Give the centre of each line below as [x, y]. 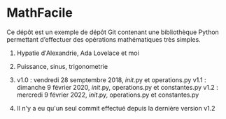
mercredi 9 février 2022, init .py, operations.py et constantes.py [108, 95]
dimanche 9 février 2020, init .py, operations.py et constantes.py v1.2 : [117, 87]
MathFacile [40, 13]
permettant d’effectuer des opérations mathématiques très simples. [104, 39]
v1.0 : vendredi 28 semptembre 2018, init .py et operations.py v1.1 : [111, 80]
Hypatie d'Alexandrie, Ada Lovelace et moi [78, 53]
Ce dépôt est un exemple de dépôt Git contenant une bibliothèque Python [113, 32]
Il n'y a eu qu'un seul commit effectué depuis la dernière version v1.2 [116, 108]
